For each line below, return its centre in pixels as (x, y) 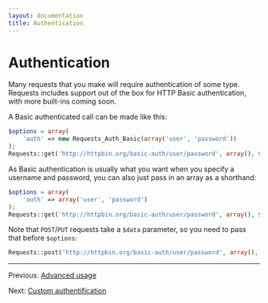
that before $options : (43, 238)
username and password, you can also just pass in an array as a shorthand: (132, 177)
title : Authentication (46, 23)
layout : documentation (46, 16)
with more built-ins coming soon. (63, 101)
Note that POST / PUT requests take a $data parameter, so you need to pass (127, 230)
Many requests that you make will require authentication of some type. (124, 85)
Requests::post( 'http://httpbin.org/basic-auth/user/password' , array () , (134, 253)
